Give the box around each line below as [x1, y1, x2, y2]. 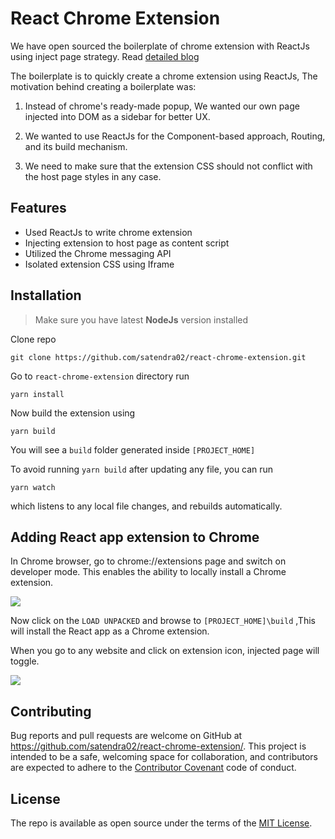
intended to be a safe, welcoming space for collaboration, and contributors [10, 751, 318, 763]
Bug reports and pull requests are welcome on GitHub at [10, 730, 243, 742]
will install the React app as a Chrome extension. [10, 625, 210, 637]
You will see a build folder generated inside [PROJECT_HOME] [10, 443, 256, 456]
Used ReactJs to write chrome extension [24, 226, 193, 238]
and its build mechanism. [24, 140, 128, 152]
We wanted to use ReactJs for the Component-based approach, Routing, [24, 130, 326, 142]
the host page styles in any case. [24, 170, 162, 182]
